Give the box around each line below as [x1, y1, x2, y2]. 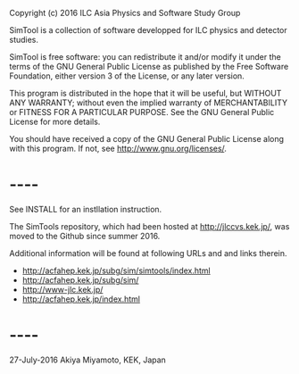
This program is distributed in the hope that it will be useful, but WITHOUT [9, 88, 282, 98]
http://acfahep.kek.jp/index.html [21, 294, 141, 304]
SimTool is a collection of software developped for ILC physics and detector [9, 25, 287, 35]
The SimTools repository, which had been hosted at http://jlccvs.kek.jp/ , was [9, 220, 290, 231]
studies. [9, 35, 38, 45]
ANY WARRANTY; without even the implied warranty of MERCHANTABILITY [9, 97, 288, 108]
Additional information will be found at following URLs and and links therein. [9, 247, 287, 258]
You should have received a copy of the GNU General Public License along [9, 134, 284, 144]
